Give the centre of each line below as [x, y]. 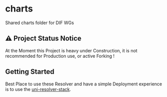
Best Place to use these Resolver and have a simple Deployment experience [83, 84]
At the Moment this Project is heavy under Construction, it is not [71, 50]
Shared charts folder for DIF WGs [40, 23]
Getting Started [30, 72]
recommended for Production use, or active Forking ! [60, 56]
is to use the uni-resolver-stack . [38, 89]
